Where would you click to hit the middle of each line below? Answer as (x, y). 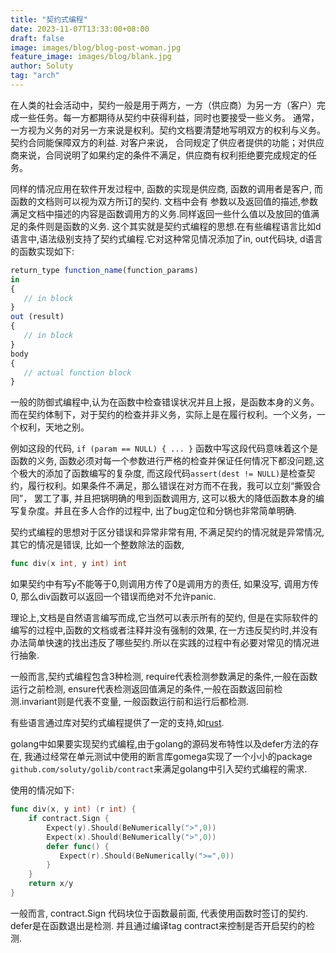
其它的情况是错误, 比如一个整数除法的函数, (97, 545)
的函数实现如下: (42, 251)
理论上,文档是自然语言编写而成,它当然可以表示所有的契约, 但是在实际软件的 (164, 618)
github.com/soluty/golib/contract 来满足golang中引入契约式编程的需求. (159, 769)
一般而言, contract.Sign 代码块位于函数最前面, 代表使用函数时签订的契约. (159, 913)
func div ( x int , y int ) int (69, 564)
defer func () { (78, 846)
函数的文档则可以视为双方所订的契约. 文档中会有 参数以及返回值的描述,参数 (164, 201)
